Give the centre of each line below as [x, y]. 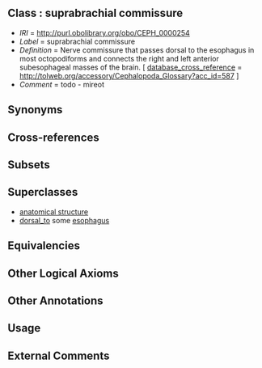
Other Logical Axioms [63, 273]
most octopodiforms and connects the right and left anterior [119, 58]
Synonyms [35, 110]
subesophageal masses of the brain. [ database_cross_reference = [131, 67]
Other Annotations [55, 300]
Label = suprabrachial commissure [77, 41]
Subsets [29, 165]
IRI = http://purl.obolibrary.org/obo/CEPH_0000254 [105, 32]
